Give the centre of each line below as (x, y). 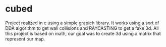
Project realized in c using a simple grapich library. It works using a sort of (82, 23)
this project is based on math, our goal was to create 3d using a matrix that (83, 33)
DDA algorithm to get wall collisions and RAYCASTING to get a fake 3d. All (82, 28)
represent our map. (25, 39)
